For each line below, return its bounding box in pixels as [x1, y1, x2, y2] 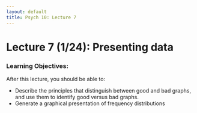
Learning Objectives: [6, 61, 69, 70]
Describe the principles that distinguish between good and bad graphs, [14, 87, 191, 94]
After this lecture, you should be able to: [6, 75, 106, 82]
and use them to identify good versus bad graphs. [14, 93, 139, 100]
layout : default [6, 8, 47, 15]
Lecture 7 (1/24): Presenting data [6, 40, 174, 54]
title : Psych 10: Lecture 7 [6, 14, 77, 20]
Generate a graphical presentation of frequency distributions [14, 100, 165, 107]
